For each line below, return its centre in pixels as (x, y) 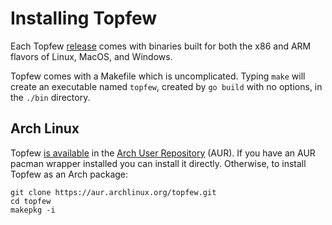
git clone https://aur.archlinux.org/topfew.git (113, 192)
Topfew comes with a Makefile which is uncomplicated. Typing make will (158, 76)
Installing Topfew (84, 18)
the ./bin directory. (50, 97)
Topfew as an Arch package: (69, 174)
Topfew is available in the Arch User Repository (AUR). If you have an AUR (163, 153)
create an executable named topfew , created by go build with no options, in (166, 86)
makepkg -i (33, 210)
